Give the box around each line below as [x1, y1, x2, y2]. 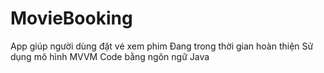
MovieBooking [10, 7, 133, 30]
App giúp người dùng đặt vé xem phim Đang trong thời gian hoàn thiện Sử [10, 40, 314, 52]
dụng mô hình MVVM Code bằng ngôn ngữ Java [10, 50, 210, 62]
